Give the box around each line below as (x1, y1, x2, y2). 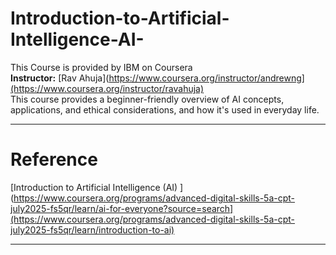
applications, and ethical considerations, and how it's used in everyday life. (10, 103, 320, 116)
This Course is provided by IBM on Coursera (10, 61, 193, 73)
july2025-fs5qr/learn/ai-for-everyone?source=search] (10, 202, 234, 214)
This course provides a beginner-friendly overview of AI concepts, (10, 93, 285, 105)
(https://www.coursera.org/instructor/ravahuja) (10, 82, 205, 94)
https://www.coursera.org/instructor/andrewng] (108, 72, 305, 84)
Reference (10, 148, 98, 171)
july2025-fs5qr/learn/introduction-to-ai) (10, 223, 175, 236)
